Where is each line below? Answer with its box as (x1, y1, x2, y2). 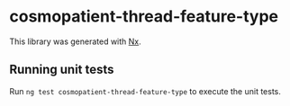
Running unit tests (9, 62, 114, 77)
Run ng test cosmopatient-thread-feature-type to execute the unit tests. (9, 85, 282, 96)
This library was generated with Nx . (9, 36, 141, 47)
